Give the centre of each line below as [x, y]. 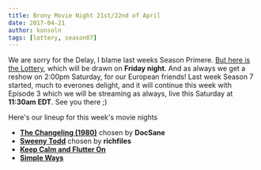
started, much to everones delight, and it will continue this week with [120, 85]
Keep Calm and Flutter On [63, 149]
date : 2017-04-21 [37, 23]
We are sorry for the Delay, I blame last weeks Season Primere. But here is [129, 60]
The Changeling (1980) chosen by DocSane [93, 133]
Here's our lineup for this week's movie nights [83, 117]
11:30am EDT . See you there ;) [58, 102]
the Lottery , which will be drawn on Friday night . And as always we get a [127, 69]
